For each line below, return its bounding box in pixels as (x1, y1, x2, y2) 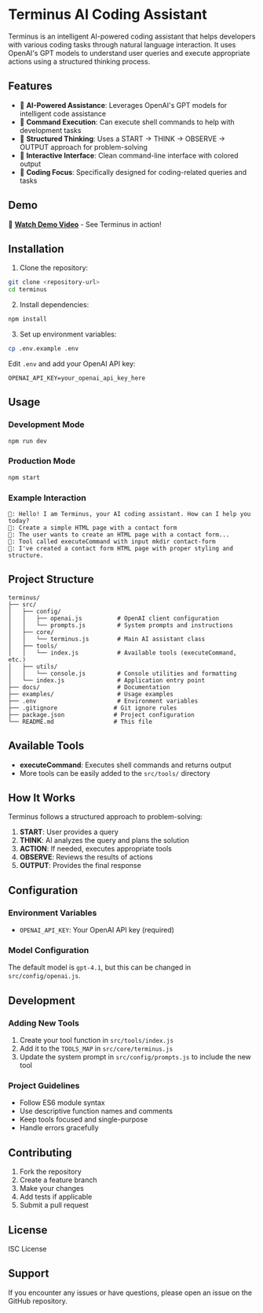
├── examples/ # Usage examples (8, 690, 174, 698)
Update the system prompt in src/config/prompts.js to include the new (19, 1052, 251, 1062)
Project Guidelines (8, 1080, 80, 1091)
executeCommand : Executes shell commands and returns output (19, 760, 232, 770)
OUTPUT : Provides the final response (19, 861, 141, 870)
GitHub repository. (8, 1296, 68, 1305)
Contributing (8, 1146, 72, 1159)
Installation (8, 242, 64, 255)
